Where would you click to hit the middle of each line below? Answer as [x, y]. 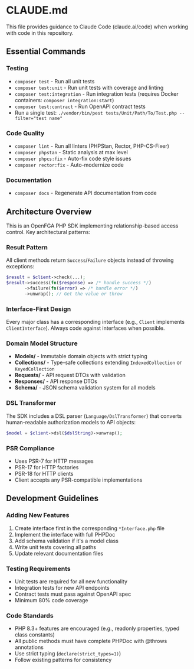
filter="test [31, 118]
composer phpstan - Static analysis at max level [71, 152]
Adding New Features [38, 515]
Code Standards [30, 615]
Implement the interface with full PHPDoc [65, 534]
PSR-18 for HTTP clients [44, 473]
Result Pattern [27, 247]
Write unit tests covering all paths [55, 547]
